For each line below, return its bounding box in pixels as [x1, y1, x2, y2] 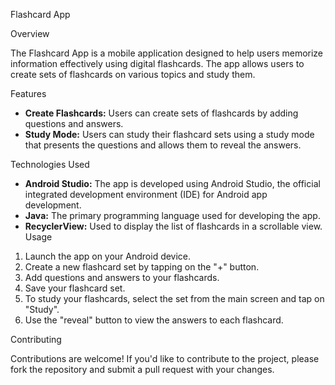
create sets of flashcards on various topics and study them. [10, 69, 256, 80]
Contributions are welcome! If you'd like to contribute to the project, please [10, 353, 320, 364]
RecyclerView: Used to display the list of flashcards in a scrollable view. [24, 220, 323, 232]
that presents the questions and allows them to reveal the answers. [24, 139, 302, 151]
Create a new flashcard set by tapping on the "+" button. [24, 261, 260, 273]
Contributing [10, 334, 62, 345]
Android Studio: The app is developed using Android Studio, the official [24, 178, 321, 189]
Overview [10, 28, 50, 39]
